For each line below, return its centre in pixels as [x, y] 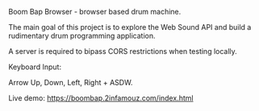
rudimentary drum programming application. [82, 36]
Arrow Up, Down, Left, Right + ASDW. [71, 82]
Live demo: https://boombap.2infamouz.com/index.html [101, 98]
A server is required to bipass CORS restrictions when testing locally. [123, 51]
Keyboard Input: [35, 67]
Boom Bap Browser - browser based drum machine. [95, 12]
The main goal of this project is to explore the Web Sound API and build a [130, 27]
